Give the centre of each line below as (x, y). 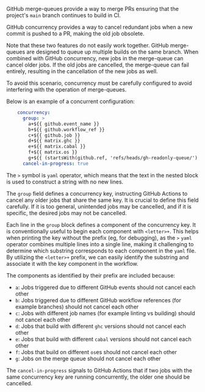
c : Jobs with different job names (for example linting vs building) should (105, 313)
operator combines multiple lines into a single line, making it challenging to (100, 244)
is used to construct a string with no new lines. (65, 182)
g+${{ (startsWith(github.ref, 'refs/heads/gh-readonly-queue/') (113, 158)
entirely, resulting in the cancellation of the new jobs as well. (82, 71)
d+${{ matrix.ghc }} (54, 141)
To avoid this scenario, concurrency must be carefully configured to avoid (99, 83)
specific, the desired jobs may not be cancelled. (67, 213)
